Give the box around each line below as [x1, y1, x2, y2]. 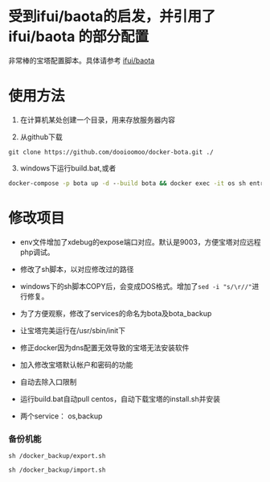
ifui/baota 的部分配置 [8, 27, 149, 46]
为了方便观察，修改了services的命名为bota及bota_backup [19, 308, 212, 318]
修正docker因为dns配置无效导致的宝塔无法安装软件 [19, 343, 190, 352]
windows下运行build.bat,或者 [19, 163, 117, 173]
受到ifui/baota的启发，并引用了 [8, 7, 216, 26]
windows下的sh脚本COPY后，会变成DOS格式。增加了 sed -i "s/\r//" [19, 281, 252, 290]
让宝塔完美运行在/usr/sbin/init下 [19, 325, 126, 335]
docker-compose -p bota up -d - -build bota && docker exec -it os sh [8, 179, 247, 187]
